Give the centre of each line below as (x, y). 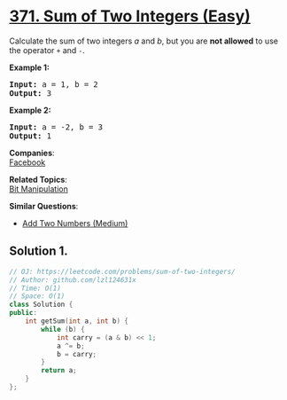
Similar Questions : (44, 206)
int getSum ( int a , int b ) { (77, 321)
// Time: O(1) (35, 288)
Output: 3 (30, 93)
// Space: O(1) (37, 296)
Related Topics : (39, 179)
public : (23, 313)
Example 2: (30, 110)
